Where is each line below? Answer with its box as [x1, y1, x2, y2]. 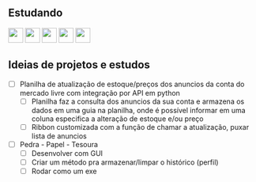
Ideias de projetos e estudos [8, 59, 150, 72]
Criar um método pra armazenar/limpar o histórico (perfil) [31, 157, 219, 167]
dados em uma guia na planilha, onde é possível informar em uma [31, 105, 247, 115]
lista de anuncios [31, 131, 87, 141]
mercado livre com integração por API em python [19, 88, 180, 97]
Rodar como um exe [31, 166, 97, 176]
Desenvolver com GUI [31, 148, 104, 157]
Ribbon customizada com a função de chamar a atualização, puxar [31, 122, 250, 131]
